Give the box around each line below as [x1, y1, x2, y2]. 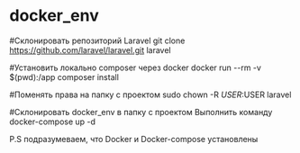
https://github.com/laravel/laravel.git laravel [9, 44, 171, 55]
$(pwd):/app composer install [9, 71, 120, 82]
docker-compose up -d [9, 116, 96, 127]
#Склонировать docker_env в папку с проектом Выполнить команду [9, 106, 273, 117]
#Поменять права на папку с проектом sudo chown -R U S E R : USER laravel [9, 89, 292, 100]
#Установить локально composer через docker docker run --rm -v [9, 62, 261, 73]
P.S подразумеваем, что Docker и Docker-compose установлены [9, 133, 259, 144]
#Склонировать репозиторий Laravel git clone [9, 35, 186, 46]
